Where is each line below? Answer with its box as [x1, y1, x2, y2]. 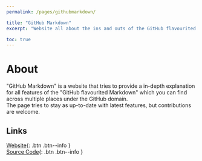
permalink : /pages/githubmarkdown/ [6, 8, 96, 15]
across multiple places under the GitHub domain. [6, 95, 128, 103]
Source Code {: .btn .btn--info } [6, 148, 83, 155]
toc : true [6, 36, 31, 42]
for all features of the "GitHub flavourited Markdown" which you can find [6, 89, 187, 96]
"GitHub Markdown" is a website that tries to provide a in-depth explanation [6, 82, 195, 90]
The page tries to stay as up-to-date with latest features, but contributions [6, 102, 192, 109]
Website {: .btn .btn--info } [6, 142, 71, 149]
